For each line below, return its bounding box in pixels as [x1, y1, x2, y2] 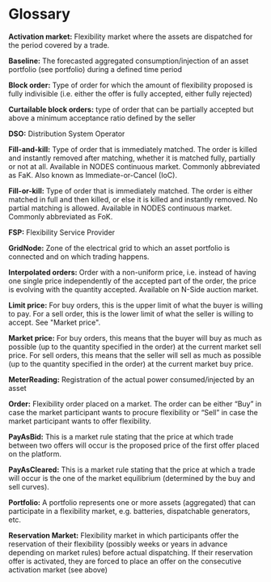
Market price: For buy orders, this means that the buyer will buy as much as [8, 333, 263, 342]
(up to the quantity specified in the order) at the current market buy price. [8, 359, 254, 368]
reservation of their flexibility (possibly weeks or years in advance [8, 539, 228, 549]
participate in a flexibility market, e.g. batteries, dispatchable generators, [8, 506, 251, 516]
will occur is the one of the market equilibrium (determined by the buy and [8, 473, 256, 482]
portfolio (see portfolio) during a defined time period [8, 64, 182, 74]
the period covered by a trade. [8, 40, 110, 49]
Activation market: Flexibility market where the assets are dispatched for [8, 32, 253, 41]
